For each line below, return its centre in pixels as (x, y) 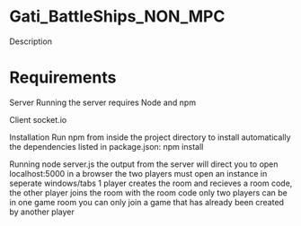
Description (31, 41)
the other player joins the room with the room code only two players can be (148, 192)
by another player (42, 212)
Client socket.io (38, 119)
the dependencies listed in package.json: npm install (106, 146)
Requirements (63, 78)
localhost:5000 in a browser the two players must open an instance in (138, 173)
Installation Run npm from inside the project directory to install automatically (150, 137)
